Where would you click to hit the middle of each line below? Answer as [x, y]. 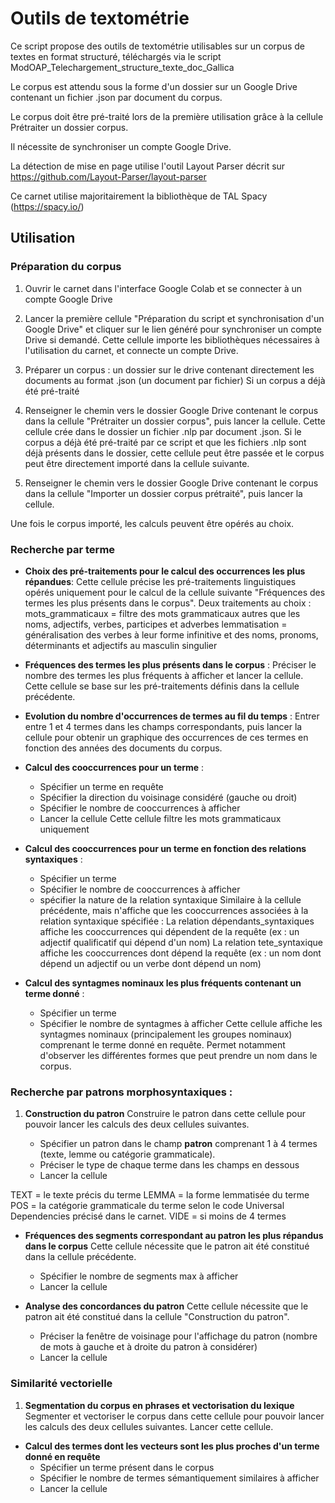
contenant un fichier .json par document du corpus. [116, 97]
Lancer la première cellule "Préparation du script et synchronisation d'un [174, 318]
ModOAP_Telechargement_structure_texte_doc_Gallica [122, 67]
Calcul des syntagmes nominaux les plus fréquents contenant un [163, 983]
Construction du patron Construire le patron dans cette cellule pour [165, 1114]
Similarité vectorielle [61, 1384]
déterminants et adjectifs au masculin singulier [121, 645]
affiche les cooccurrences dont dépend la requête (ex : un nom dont [180, 953]
